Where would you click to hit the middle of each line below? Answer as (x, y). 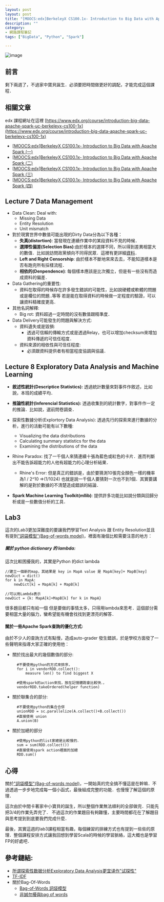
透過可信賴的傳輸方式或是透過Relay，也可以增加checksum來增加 (92, 333)
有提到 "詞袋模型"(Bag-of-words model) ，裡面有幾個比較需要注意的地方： (79, 536)
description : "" (21, 23)
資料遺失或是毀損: (37, 326)
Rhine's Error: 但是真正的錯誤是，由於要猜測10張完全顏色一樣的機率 (87, 473)
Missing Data (33, 218)
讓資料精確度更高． (39, 302)
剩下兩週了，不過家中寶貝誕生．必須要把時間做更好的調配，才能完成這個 (78, 84)
